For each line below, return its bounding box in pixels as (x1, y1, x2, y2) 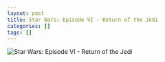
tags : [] (7, 29, 32, 36)
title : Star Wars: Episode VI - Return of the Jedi (7, 16, 158, 23)
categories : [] (7, 22, 51, 29)
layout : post (7, 10, 45, 17)
